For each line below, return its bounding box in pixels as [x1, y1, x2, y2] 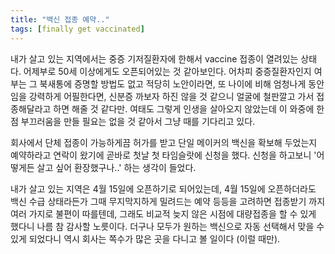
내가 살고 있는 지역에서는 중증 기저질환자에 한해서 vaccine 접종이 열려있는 [10, 52, 299, 65]
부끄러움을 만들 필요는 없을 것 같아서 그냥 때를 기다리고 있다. [20, 115, 256, 127]
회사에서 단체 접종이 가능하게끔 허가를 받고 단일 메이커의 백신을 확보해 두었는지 [10, 136, 318, 148]
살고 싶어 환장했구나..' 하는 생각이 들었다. [36, 161, 197, 173]
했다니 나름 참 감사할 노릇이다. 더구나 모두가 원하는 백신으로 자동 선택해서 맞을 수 [10, 220, 325, 232]
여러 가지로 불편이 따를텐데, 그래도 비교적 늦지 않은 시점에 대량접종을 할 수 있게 [10, 207, 317, 220]
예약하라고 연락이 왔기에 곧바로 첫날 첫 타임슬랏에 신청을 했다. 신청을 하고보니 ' [10, 149, 317, 161]
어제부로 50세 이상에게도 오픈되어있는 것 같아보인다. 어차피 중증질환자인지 [23, 65, 312, 77]
